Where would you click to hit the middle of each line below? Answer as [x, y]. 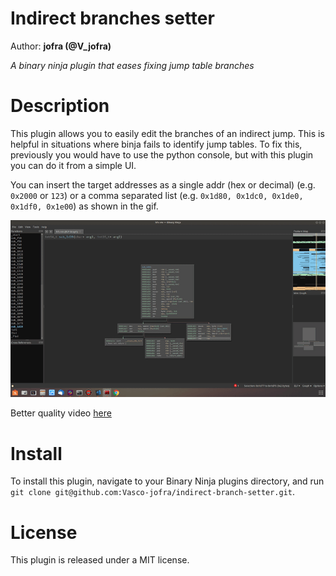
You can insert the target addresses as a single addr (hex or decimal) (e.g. [163, 184]
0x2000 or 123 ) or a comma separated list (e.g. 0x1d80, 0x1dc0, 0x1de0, [157, 195]
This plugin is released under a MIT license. [100, 560]
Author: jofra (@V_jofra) [61, 46]
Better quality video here [61, 413]
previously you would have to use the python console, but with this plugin [162, 154]
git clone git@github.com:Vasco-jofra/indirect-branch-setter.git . [153, 492]
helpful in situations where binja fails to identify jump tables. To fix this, [156, 144]
